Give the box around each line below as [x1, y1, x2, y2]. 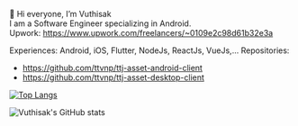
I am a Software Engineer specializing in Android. [9, 18, 192, 29]
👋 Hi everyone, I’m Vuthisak [9, 9, 112, 19]
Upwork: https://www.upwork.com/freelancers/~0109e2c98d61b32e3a [9, 28, 274, 38]
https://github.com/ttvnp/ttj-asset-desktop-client [22, 72, 205, 83]
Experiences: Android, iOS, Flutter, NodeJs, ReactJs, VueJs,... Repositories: [9, 45, 290, 56]
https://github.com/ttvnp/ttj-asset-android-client [22, 63, 203, 73]
